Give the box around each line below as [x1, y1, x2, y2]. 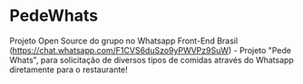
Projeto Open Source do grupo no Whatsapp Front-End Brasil [9, 35, 239, 46]
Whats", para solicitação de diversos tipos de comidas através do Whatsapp [9, 54, 295, 65]
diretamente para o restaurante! [9, 64, 129, 75]
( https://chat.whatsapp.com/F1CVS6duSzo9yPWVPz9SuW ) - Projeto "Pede [9, 44, 292, 55]
